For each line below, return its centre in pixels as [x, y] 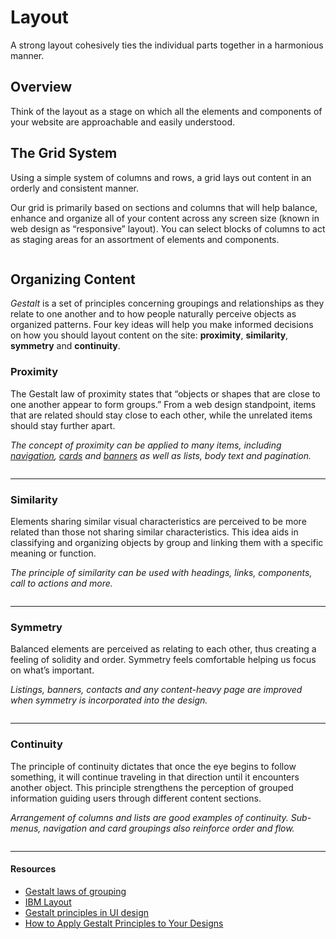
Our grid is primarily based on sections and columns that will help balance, [164, 207]
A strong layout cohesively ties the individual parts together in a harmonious [167, 45]
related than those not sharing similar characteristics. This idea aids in [154, 532]
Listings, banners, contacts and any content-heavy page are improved [156, 690]
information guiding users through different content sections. [136, 798]
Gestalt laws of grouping [75, 891]
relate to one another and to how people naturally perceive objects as [153, 314]
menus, [26, 828]
